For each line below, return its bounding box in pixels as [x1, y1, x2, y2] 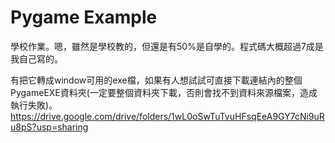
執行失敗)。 [10, 99, 58, 111]
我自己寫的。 [10, 52, 63, 65]
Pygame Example [10, 6, 158, 29]
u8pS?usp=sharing [10, 121, 89, 133]
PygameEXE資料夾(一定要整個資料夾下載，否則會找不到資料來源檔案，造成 [10, 86, 318, 98]
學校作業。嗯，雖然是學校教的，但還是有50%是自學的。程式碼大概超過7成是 [10, 40, 324, 52]
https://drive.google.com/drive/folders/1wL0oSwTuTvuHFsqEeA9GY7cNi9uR [10, 110, 325, 122]
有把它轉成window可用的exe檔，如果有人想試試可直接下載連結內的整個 [10, 74, 303, 86]
